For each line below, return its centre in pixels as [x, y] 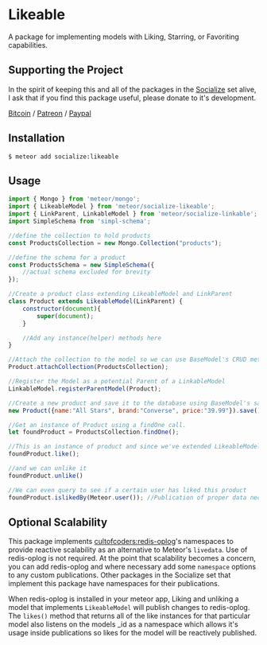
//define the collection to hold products [79, 235]
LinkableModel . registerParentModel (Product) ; [85, 389]
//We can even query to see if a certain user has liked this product [128, 490]
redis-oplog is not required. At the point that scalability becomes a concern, [132, 558]
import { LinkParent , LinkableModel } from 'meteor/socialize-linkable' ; [133, 214]
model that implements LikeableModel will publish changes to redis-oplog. [129, 608]
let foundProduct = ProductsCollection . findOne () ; [94, 432]
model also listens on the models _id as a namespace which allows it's [123, 624]
